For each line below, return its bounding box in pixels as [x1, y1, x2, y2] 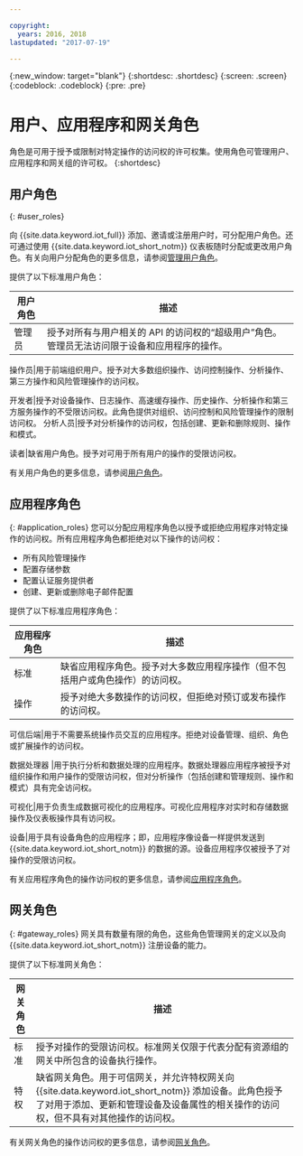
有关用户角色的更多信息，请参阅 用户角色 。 [9, 467, 168, 479]
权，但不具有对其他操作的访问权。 [35, 1112, 180, 1124]
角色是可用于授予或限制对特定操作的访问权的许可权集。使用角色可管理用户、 [9, 146, 294, 157]
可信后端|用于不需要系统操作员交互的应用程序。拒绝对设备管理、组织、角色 [9, 729, 289, 740]
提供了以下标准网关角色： [9, 958, 105, 969]
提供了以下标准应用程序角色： [9, 605, 120, 616]
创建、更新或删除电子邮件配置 [22, 586, 133, 597]
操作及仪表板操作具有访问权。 [9, 812, 120, 823]
